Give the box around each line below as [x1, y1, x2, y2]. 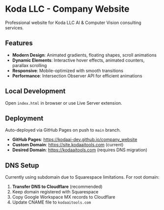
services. [5, 24, 24, 30]
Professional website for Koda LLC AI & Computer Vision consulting [5, 20, 141, 25]
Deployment [5, 114, 44, 122]
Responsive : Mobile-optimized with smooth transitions [12, 68, 124, 73]
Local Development [5, 87, 66, 95]
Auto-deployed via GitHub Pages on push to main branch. [5, 127, 121, 133]
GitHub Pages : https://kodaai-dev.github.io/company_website [12, 137, 137, 142]
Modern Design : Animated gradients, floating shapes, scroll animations [12, 52, 157, 58]
